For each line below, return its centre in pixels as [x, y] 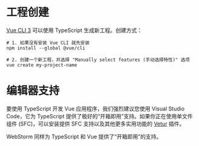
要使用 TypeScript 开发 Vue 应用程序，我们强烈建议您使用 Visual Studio [96, 109]
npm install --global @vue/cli [46, 48]
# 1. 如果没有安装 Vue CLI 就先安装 [48, 43]
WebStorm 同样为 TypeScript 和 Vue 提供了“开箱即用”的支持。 [84, 136]
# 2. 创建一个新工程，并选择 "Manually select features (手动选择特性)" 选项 [98, 60]
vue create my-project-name [42, 65]
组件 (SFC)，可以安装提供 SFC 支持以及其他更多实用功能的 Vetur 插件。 [96, 124]
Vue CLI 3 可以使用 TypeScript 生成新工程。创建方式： [74, 30]
